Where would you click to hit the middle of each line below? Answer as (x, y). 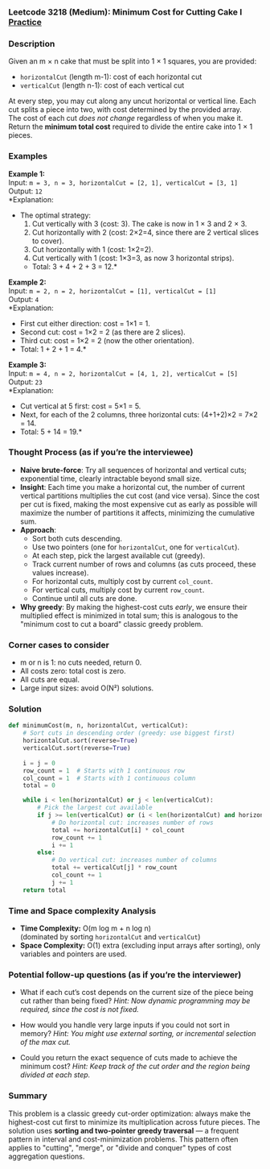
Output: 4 (24, 299)
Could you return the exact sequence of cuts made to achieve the (129, 1058)
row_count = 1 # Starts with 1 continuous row (104, 771)
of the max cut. (45, 1043)
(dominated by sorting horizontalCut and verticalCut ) (110, 936)
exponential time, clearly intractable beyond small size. (111, 479)
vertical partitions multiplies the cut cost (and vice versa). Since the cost (139, 495)
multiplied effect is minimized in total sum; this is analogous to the (129, 616)
